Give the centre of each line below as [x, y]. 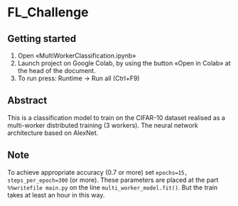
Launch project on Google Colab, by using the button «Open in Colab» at [124, 63]
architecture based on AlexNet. [53, 133]
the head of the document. [56, 71]
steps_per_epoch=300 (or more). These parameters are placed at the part [113, 180]
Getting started [42, 39]
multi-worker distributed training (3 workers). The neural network [103, 125]
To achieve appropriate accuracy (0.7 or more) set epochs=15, [98, 172]
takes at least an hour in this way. [56, 195]
